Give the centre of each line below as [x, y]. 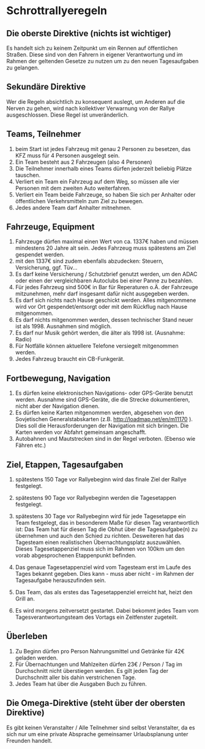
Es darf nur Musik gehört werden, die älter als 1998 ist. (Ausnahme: [100, 333]
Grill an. [25, 599]
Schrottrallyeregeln [57, 11]
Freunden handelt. [29, 740]
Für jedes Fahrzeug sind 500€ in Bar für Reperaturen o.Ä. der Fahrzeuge [106, 287]
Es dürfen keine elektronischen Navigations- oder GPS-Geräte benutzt [104, 393]
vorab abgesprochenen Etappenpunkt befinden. [76, 556]
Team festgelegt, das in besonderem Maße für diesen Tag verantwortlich [107, 523]
